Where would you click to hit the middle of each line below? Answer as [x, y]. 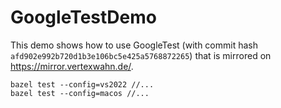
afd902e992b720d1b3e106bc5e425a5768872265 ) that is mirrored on [141, 55]
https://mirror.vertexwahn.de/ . [72, 66]
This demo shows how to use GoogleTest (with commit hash [134, 45]
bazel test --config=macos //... [80, 93]
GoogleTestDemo [83, 17]
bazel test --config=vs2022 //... [82, 84]
